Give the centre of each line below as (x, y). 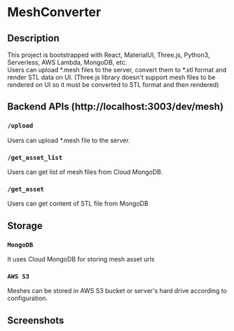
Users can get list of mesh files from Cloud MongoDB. (85, 172)
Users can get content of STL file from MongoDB (78, 203)
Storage (25, 225)
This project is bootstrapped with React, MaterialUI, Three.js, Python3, (109, 55)
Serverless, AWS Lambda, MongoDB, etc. (67, 62)
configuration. (27, 298)
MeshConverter (54, 12)
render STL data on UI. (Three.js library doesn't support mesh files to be (111, 77)
